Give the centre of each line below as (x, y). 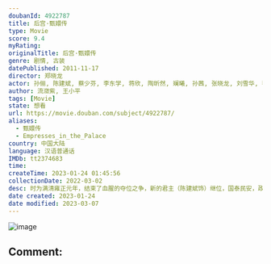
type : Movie (28, 31)
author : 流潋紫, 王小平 (44, 91)
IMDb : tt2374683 (35, 158)
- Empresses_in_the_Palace (61, 136)
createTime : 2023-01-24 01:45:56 (65, 174)
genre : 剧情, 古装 (37, 61)
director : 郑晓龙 (35, 76)
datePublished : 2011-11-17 (54, 69)
